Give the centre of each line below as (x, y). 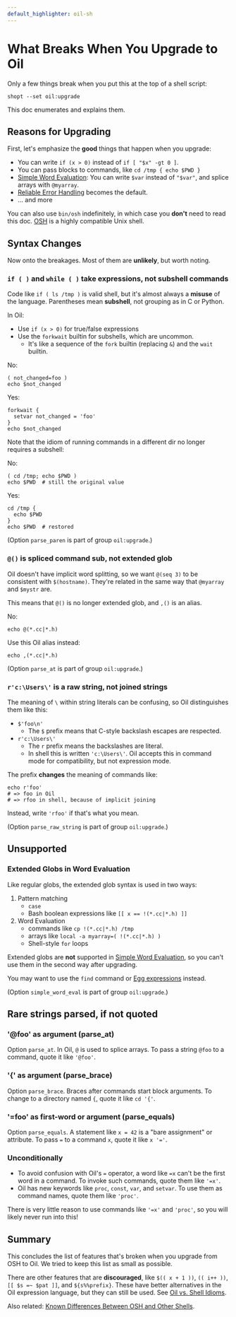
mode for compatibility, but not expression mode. (99, 761)
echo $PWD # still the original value (66, 482)
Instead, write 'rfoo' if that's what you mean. (73, 813)
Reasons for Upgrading (59, 131)
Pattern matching (43, 898)
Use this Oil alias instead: (44, 642)
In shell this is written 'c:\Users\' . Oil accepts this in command (120, 754)
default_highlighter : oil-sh (50, 14)
